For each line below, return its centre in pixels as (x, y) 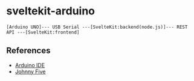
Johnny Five (31, 71)
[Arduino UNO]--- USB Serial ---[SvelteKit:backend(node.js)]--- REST (97, 27)
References (28, 51)
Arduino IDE (30, 65)
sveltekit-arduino (51, 11)
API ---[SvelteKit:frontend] (43, 32)
